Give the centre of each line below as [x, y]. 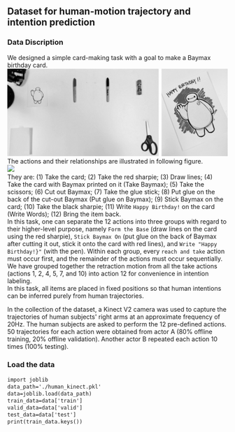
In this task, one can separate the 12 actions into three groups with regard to [117, 222]
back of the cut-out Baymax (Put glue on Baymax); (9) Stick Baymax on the [115, 199]
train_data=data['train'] [45, 401]
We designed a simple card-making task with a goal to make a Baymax [109, 57]
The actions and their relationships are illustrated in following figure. [105, 161]
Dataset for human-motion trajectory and [99, 12]
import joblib [28, 380]
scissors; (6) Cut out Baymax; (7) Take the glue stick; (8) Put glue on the [111, 192]
